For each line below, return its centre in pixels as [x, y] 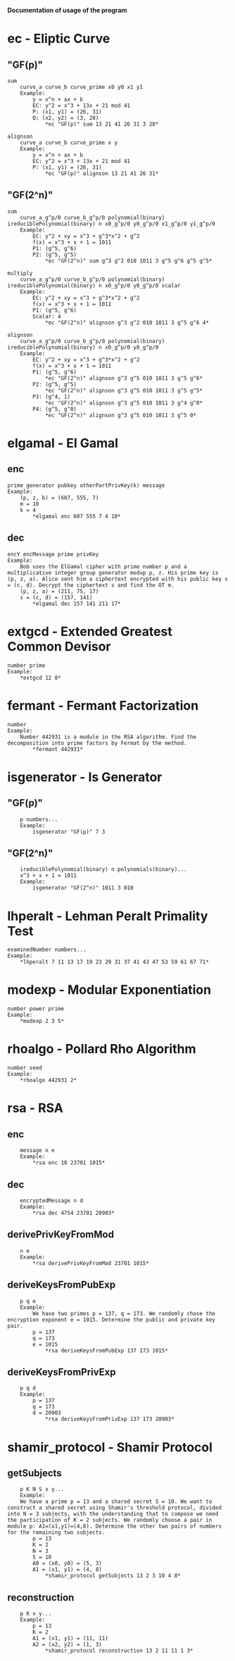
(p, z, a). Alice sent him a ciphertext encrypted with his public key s [118, 579]
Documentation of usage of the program [68, 10]
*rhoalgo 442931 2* [49, 1080]
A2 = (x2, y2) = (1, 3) [67, 1645]
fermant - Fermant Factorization [103, 706]
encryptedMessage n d [51, 1200]
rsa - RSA [35, 1108]
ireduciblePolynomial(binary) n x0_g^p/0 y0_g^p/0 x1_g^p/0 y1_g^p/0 [112, 224]
